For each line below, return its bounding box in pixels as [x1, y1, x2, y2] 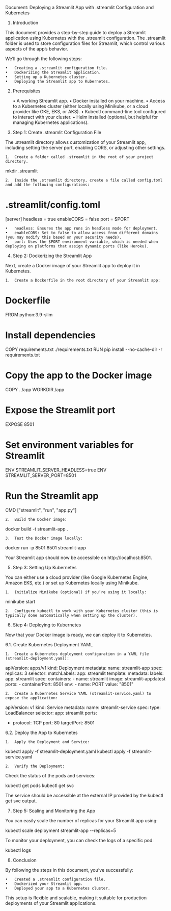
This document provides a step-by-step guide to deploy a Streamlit [5, 30, 146, 35]
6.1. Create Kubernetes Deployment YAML [5, 641, 93, 647]
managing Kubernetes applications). [12, 119, 89, 125]
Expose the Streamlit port [5, 404, 116, 416]
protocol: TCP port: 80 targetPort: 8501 [12, 719, 95, 726]
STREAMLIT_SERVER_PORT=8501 [5, 472, 76, 478]
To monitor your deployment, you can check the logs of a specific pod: [5, 837, 154, 843]
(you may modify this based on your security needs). [5, 235, 122, 240]
